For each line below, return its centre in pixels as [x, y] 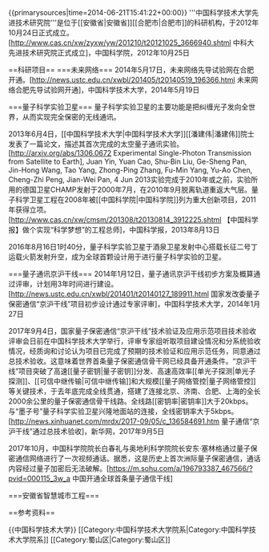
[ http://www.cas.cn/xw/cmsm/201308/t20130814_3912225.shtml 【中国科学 [133, 219]
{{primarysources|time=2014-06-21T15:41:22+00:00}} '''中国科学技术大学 [130, 12]
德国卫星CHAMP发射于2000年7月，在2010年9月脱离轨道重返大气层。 [137, 189]
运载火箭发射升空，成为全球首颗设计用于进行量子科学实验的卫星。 [117, 257]
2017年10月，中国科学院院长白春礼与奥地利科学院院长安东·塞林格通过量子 [129, 448]
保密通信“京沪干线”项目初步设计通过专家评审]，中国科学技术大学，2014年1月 [134, 304]
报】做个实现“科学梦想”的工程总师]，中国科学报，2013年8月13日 [114, 229]
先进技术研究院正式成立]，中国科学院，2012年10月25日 [99, 53]
